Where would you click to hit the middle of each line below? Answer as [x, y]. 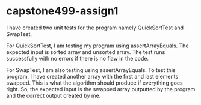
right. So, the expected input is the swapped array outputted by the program [101, 89]
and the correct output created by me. [54, 95]
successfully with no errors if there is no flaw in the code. [78, 58]
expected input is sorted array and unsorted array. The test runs [86, 52]
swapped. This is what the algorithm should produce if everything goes [94, 83]
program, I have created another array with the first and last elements [92, 76]
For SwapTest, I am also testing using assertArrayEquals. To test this [91, 70]
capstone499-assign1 [62, 11]
